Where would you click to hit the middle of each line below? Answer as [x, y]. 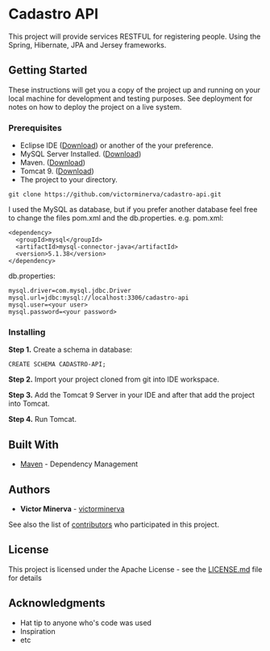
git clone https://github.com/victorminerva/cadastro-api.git [115, 194]
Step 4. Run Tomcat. [42, 419]
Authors [29, 489]
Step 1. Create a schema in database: [71, 350]
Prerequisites [35, 127]
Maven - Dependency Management [79, 464]
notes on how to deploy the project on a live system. [95, 106]
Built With [33, 444]
